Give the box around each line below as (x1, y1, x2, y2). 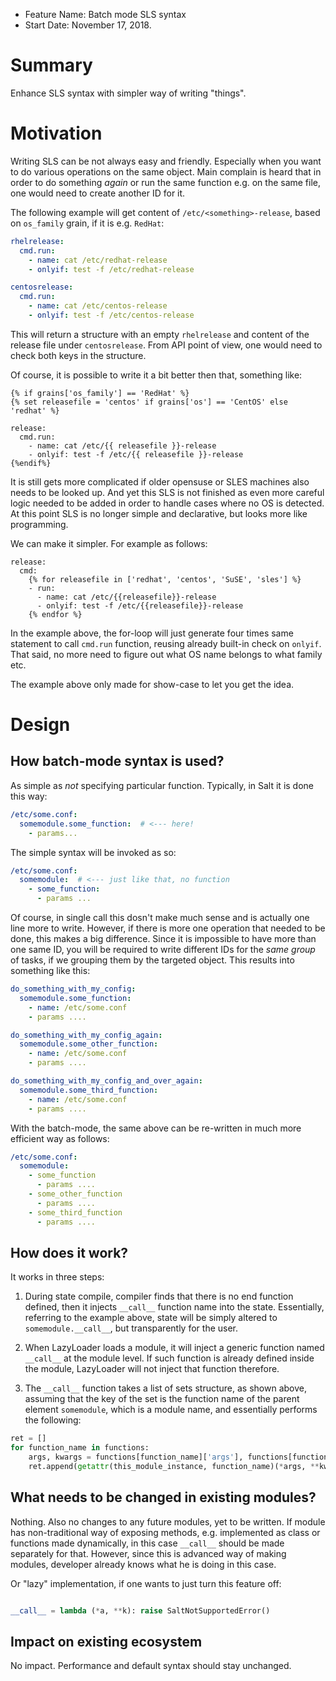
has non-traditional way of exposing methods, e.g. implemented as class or (10, 1526, 321, 1538)
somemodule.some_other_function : (19, 1039, 159, 1049)
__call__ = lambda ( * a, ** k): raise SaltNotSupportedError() (10, 1605, 271, 1616)
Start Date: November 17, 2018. (24, 19, 152, 31)
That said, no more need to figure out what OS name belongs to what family (10, 648, 323, 660)
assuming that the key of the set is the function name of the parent (24, 1393, 300, 1405)
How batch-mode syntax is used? (10, 753, 225, 770)
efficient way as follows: (10, 1132, 110, 1144)
